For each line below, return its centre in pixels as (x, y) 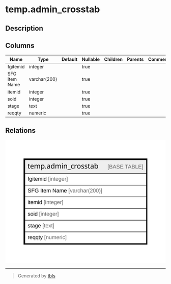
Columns (20, 45)
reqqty (15, 113)
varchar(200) (43, 79)
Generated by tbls (37, 276)
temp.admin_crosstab (53, 9)
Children (113, 59)
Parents (135, 59)
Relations (21, 131)
